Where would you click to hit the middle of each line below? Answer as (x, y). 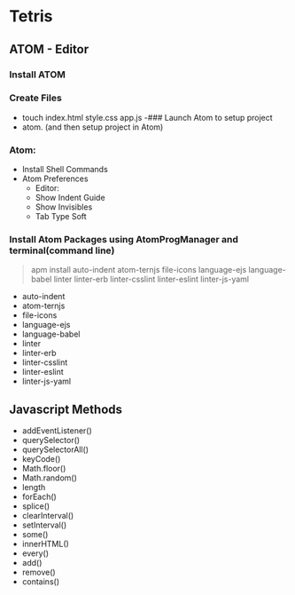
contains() (41, 582)
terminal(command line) (62, 250)
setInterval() (44, 525)
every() (35, 553)
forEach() (39, 497)
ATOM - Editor (49, 49)
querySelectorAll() (55, 449)
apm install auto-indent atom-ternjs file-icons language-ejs (139, 270)
